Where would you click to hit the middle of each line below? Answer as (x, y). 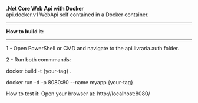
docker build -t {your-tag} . (39, 71)
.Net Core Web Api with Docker (45, 8)
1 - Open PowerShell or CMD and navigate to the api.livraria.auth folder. (93, 48)
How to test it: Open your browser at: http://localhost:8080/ (78, 94)
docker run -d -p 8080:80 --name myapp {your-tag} (70, 82)
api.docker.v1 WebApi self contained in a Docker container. (77, 15)
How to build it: (25, 31)
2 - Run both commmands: (39, 60)
